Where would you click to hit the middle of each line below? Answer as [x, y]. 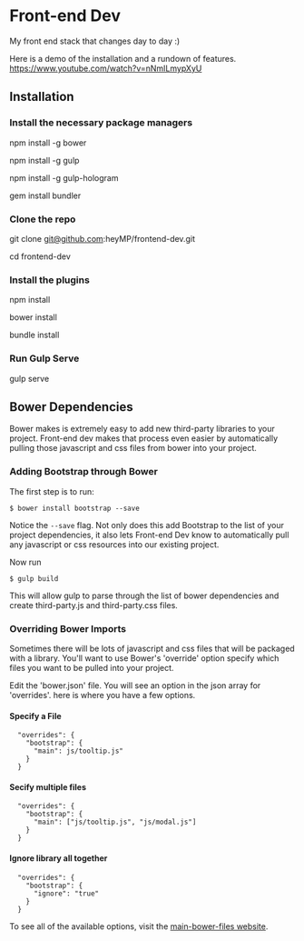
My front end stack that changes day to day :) [95, 41]
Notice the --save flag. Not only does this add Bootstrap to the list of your [147, 525]
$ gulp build [34, 578]
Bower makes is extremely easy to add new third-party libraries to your [142, 429]
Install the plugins [50, 280]
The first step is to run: [52, 491]
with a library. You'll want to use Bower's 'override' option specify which [144, 658]
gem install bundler [45, 195]
